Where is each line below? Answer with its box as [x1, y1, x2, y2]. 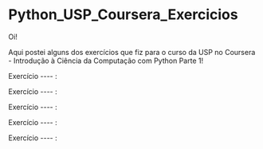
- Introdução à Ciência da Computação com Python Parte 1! [8, 56, 204, 65]
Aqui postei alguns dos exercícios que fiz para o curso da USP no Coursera [8, 47, 256, 57]
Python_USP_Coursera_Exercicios [8, 6, 238, 24]
